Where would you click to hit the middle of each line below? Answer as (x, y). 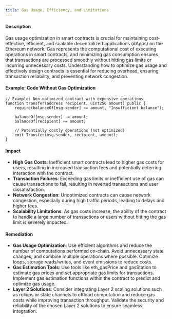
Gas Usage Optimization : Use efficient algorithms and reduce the (82, 245)
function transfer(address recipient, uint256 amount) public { (75, 103)
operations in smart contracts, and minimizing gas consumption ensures (82, 54)
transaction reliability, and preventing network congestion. (67, 76)
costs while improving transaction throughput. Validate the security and (88, 300)
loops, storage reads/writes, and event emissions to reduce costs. (83, 262)
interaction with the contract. (43, 173)
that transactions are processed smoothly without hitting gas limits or (79, 60)
